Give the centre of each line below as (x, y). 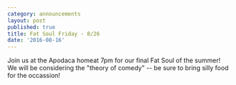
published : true (31, 27)
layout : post (27, 21)
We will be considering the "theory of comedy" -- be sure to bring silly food (118, 68)
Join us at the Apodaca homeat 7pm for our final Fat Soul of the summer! (114, 60)
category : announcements (44, 14)
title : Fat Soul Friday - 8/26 (54, 34)
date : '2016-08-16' (36, 40)
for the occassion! (34, 76)
